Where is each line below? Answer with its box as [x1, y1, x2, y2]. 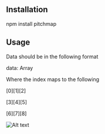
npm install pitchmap [6, 20, 57, 27]
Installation [6, 5, 48, 15]
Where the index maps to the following [6, 76, 100, 83]
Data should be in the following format [6, 53, 99, 60]
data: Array [6, 64, 33, 71]
